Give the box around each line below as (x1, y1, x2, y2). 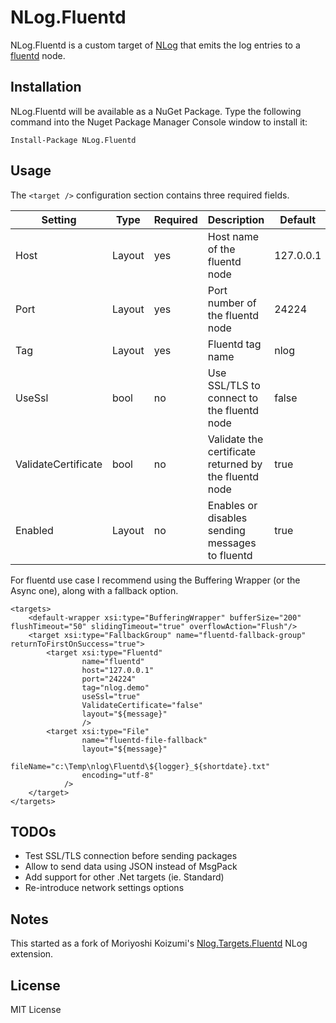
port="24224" (81, 674, 137, 684)
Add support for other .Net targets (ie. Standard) (24, 871, 225, 883)
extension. (10, 948, 54, 960)
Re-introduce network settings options (24, 882, 185, 894)
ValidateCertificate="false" (81, 700, 203, 710)
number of (207, 296, 257, 310)
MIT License (10, 1004, 62, 1015)
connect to (207, 391, 259, 405)
